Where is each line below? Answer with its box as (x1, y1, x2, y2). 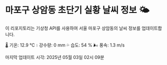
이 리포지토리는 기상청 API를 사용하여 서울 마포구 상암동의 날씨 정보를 (5, 25, 141, 31)
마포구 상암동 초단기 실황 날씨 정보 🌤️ (5, 4, 149, 16)
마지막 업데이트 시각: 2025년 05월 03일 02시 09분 (5, 54, 104, 60)
